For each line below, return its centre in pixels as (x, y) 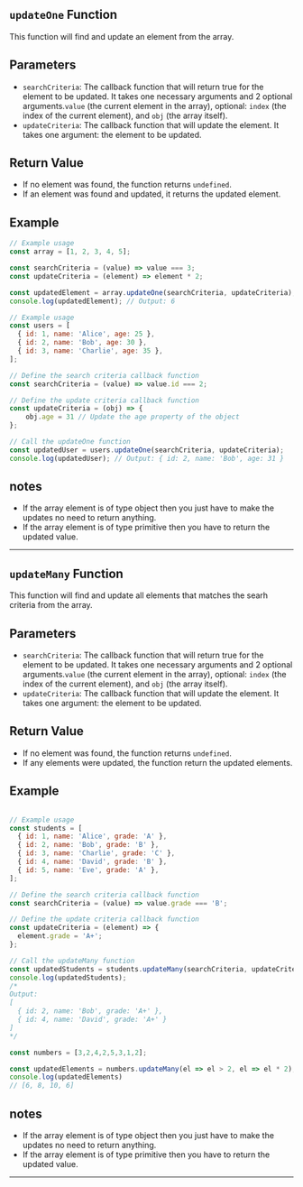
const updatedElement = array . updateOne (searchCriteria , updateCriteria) (151, 292)
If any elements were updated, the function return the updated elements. (157, 762)
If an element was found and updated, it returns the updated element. (151, 194)
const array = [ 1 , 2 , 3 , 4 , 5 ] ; (70, 252)
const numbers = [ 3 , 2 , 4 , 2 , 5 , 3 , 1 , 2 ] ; (78, 1053)
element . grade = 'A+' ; (60, 936)
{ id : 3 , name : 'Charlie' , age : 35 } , (91, 351)
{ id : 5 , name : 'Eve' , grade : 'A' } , (88, 870)
